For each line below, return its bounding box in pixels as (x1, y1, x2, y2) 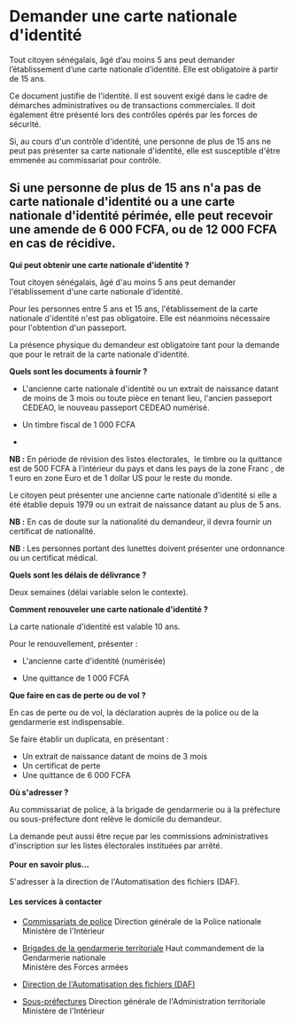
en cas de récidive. (9, 236, 117, 251)
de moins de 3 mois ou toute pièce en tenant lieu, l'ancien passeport (21, 392, 273, 403)
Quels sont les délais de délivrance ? (9, 570, 147, 580)
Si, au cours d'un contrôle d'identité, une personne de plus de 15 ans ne (9, 136, 272, 146)
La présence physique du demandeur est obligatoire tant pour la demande (9, 339, 281, 350)
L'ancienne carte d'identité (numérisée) (21, 655, 166, 666)
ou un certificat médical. (9, 552, 98, 563)
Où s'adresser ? (9, 787, 69, 798)
